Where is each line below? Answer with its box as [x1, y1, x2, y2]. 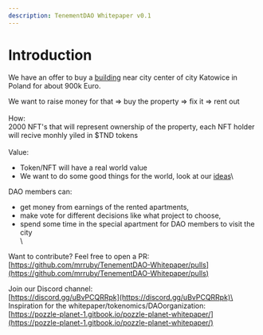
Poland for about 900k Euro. [8, 81, 101, 90]
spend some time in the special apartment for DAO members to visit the [19, 219, 255, 228]
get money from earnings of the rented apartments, [19, 202, 190, 211]
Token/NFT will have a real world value [19, 163, 147, 172]
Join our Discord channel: [8, 284, 93, 294]
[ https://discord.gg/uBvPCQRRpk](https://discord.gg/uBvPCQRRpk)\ [8, 292, 234, 301]
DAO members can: [8, 187, 73, 196]
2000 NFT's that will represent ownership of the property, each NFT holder [8, 121, 255, 132]
